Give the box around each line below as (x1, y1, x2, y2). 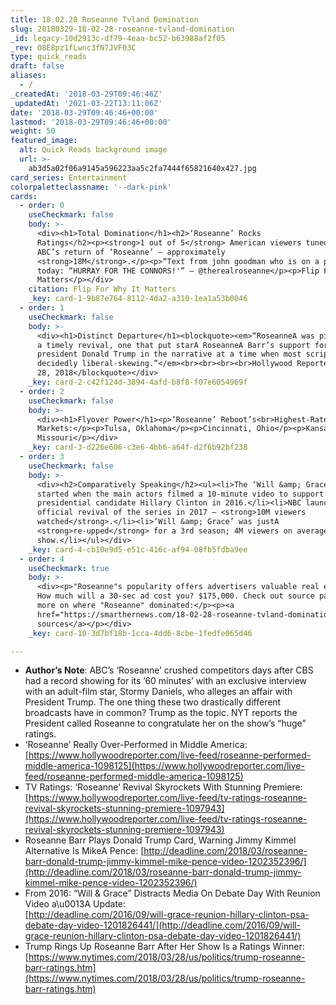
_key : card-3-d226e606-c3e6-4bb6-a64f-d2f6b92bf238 (28, 442, 248, 453)
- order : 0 (19, 201, 65, 211)
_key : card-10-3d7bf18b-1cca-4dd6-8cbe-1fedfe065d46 (28, 628, 253, 638)
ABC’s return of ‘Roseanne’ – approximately (36, 247, 226, 257)
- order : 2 (19, 386, 65, 396)
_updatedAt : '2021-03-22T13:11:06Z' (10, 98, 163, 108)
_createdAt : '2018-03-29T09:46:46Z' (10, 89, 163, 99)
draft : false (10, 61, 65, 71)
